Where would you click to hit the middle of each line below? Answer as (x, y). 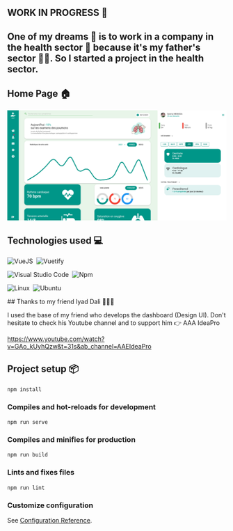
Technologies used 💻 (55, 241)
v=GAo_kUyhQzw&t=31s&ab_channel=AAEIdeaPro (79, 346)
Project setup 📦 (43, 369)
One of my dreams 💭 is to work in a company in (111, 37)
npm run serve (28, 422)
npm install (24, 389)
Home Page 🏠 (39, 94)
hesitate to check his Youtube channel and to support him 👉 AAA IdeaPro (114, 323)
